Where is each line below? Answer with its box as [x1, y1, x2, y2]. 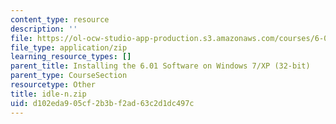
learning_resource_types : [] [10, 52, 132, 62]
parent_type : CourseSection [10, 71, 128, 81]
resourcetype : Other [10, 80, 97, 90]
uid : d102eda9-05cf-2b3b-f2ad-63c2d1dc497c [10, 98, 195, 108]
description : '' [10, 24, 78, 34]
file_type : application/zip [10, 42, 128, 53]
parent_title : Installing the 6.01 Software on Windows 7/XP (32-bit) [10, 61, 311, 71]
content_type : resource [10, 14, 110, 25]
